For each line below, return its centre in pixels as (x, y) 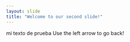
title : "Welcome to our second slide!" (55, 17)
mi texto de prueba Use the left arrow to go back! (65, 33)
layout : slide (23, 11)
